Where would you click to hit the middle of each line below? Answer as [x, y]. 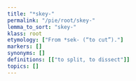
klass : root [25, 33]
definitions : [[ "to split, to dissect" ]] [69, 60]
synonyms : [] [26, 54]
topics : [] [23, 66]
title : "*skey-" [31, 14]
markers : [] [25, 46]
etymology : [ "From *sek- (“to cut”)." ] [66, 40]
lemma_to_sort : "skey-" [42, 27]
